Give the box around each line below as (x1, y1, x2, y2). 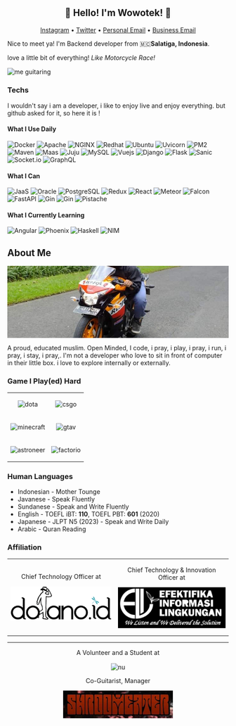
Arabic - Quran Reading (17, 525, 86, 533)
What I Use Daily (7, 125, 57, 134)
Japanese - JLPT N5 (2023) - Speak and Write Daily (17, 518, 169, 526)
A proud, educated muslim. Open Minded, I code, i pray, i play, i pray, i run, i (7, 343, 227, 352)
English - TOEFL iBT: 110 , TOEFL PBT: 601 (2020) (17, 510, 160, 518)
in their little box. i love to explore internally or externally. (7, 358, 171, 367)
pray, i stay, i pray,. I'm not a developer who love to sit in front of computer (7, 351, 223, 359)
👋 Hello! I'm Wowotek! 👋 (64, 7, 172, 19)
